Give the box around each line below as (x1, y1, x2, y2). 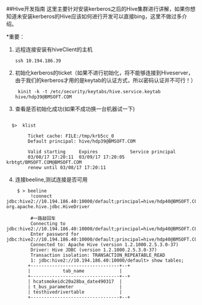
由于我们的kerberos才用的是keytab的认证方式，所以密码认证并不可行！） (14, 77, 197, 84)
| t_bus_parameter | (28, 284, 122, 290)
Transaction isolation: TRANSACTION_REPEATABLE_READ (30, 252, 165, 258)
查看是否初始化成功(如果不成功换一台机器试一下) (14, 105, 135, 112)
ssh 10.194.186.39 (14, 58, 61, 64)
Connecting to (30, 221, 66, 227)
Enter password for (30, 231, 79, 237)
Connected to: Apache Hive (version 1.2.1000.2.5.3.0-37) (30, 242, 179, 248)
